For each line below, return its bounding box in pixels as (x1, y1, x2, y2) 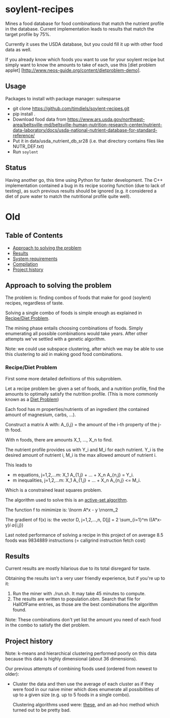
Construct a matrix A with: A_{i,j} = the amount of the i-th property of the (5, 421, 157, 427)
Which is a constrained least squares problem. (5, 487, 103, 493)
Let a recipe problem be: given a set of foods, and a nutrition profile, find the (5, 385, 165, 392)
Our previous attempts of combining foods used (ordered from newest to (5, 666, 157, 672)
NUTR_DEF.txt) (12, 143, 45, 149)
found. (12, 607, 27, 613)
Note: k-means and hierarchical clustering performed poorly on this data (5, 650, 157, 656)
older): (5, 671, 19, 677)
